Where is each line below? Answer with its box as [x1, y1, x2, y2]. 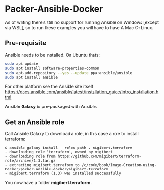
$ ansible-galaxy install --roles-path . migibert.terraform [5, 146, 133, 150]
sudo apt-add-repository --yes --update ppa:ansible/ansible [5, 70, 133, 75]
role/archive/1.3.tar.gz [5, 158, 56, 163]
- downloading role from [5, 154, 56, 159]
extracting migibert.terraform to [9, 163, 80, 168]
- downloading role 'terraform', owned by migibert [5, 150, 113, 155]
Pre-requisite [5, 39, 47, 47]
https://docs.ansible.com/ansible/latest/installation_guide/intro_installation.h [5, 89, 159, 95]
